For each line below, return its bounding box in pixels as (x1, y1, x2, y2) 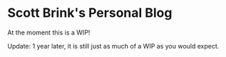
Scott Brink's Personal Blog (7, 5, 173, 21)
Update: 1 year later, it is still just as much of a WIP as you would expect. (7, 42, 220, 50)
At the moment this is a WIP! (7, 28, 91, 37)
